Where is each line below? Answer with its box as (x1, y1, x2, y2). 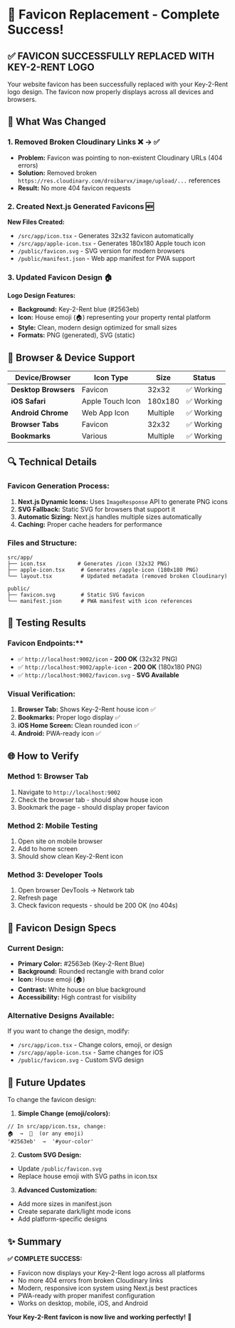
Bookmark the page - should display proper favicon (17, 803, 169, 811)
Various (81, 431, 108, 441)
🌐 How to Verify (7, 750, 80, 762)
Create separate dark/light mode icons (17, 1208, 132, 1216)
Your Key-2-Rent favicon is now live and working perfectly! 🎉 (7, 1312, 192, 1321)
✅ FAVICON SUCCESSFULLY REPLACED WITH (7, 50, 215, 62)
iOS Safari (11, 396, 46, 406)
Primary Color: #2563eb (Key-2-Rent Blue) (17, 959, 145, 968)
